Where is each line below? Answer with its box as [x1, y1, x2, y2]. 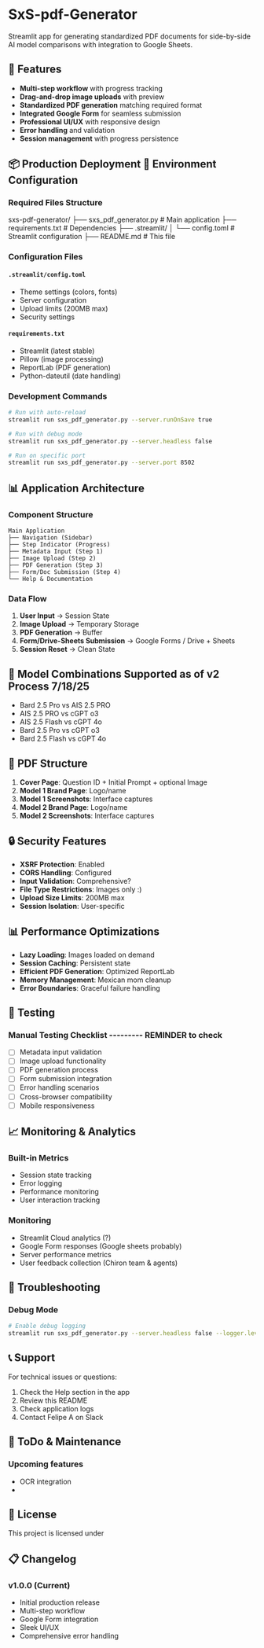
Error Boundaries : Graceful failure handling [19, 983, 161, 992]
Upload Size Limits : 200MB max [19, 892, 125, 902]
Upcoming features [8, 1459, 84, 1470]
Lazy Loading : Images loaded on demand [19, 950, 155, 959]
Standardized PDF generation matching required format [19, 100, 203, 109]
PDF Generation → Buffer [19, 627, 103, 638]
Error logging [19, 1179, 63, 1188]
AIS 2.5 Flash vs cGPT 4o [19, 717, 102, 727]
